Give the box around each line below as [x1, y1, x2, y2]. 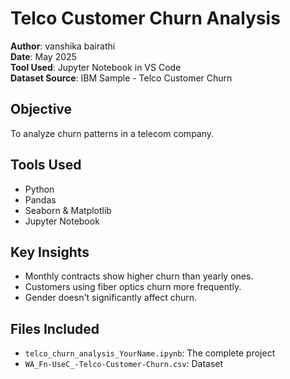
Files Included [10, 320, 100, 337]
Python [24, 183, 55, 195]
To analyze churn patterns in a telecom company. [10, 127, 215, 139]
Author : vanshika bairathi [10, 40, 116, 52]
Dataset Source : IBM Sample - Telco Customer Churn [10, 72, 233, 84]
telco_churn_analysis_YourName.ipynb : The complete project [24, 347, 276, 359]
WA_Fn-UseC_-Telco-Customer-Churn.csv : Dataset [24, 358, 224, 370]
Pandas [24, 193, 57, 206]
